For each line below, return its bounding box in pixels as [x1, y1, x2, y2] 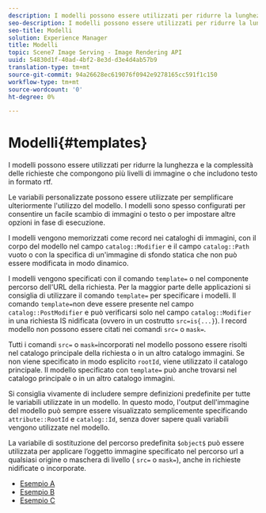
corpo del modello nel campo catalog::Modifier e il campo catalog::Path [8, 241, 249, 251]
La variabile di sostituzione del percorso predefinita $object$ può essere [8, 438, 245, 448]
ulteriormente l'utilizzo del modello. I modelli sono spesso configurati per [8, 201, 246, 210]
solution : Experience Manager [8, 33, 108, 42]
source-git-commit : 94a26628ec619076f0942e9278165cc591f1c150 [8, 71, 218, 79]
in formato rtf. [8, 177, 53, 187]
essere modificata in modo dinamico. [8, 259, 129, 268]
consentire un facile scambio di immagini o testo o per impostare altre [8, 210, 236, 219]
